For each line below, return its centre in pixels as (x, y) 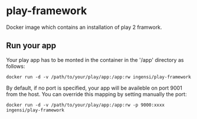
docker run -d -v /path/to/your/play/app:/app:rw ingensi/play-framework (99, 77)
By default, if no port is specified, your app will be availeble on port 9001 (94, 88)
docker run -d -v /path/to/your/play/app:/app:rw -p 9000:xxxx (86, 105)
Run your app (31, 46)
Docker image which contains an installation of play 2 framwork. (84, 27)
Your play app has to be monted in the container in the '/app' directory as (95, 59)
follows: (16, 66)
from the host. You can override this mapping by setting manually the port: (96, 94)
